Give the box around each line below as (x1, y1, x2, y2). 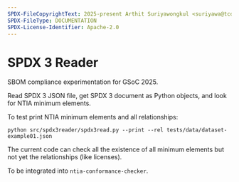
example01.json (7, 133, 53, 140)
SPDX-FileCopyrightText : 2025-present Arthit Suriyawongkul (7, 10, 190, 18)
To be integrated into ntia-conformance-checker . (7, 166, 149, 175)
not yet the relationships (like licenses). (7, 153, 122, 161)
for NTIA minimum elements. (7, 99, 91, 107)
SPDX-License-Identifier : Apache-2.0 (7, 23, 119, 31)
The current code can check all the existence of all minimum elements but (7, 145, 225, 154)
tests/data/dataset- (166, 127, 228, 134)
